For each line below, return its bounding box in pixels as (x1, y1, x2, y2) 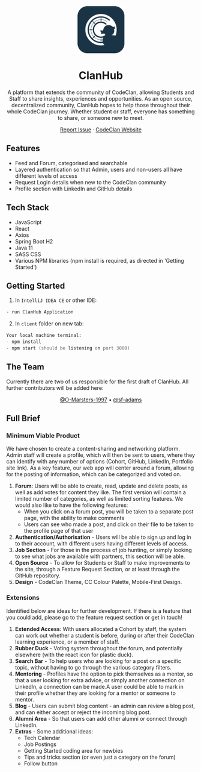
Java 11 (14, 244, 33, 251)
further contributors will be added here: (6, 384, 104, 391)
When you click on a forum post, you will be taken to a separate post (23, 508, 194, 515)
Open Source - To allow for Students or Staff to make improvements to (14, 559, 190, 566)
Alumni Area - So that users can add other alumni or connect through (14, 715, 188, 722)
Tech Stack (6, 202, 49, 213)
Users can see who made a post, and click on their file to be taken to (23, 521, 194, 528)
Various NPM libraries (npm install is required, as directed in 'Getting (14, 257, 184, 264)
